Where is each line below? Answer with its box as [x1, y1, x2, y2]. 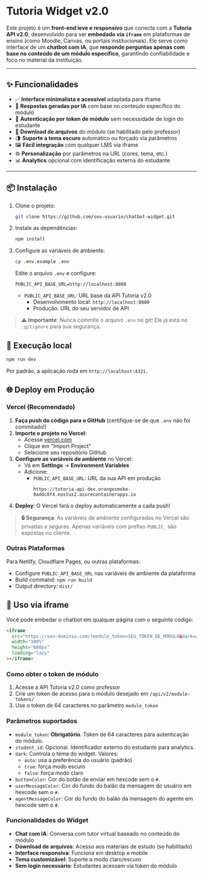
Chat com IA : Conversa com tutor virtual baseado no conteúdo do [14, 830, 180, 837]
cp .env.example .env [14, 258, 69, 265]
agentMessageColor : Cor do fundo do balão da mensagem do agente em [14, 795, 193, 802]
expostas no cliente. [21, 529, 71, 536]
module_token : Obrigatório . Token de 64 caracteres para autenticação [14, 731, 189, 738]
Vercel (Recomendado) [6, 403, 76, 411]
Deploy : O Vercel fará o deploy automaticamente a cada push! [14, 502, 170, 509]
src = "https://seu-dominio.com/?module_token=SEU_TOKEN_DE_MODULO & [11, 633, 182, 639]
